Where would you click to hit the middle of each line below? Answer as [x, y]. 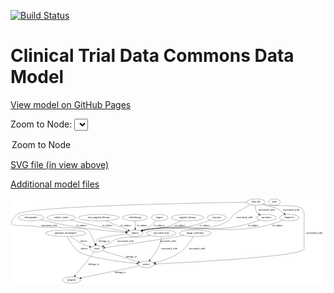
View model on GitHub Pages [71, 104]
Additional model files [55, 184]
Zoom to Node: [41, 124]
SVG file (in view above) [60, 164]
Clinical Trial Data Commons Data [152, 56]
